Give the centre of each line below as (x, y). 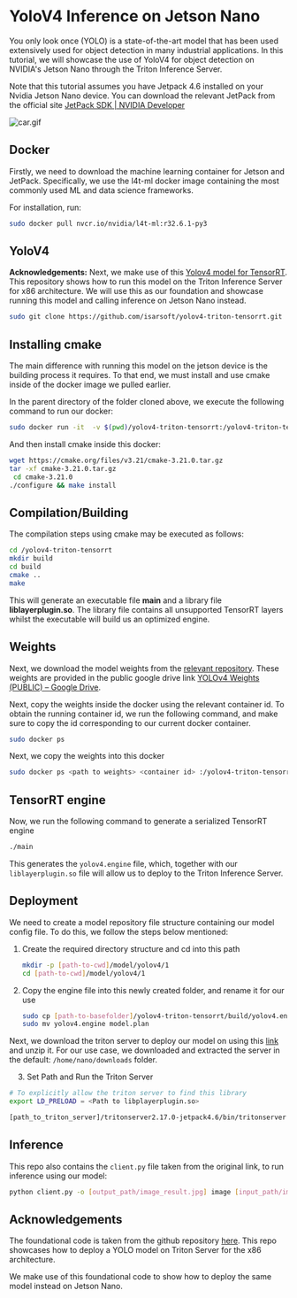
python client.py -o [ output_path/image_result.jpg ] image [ (124, 1192)
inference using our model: (58, 1176)
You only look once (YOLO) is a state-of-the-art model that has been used (144, 41)
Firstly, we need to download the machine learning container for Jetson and (147, 171)
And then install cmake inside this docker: (85, 444)
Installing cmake (56, 344)
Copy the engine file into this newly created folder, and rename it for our (153, 990)
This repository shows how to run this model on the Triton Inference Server (146, 282)
